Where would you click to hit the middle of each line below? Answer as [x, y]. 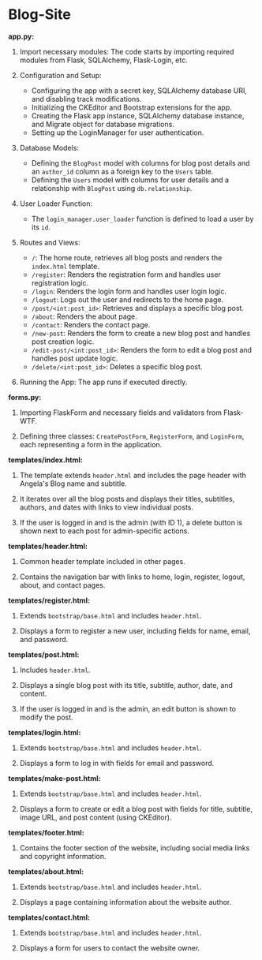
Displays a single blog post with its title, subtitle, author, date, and [126, 685]
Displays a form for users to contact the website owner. [110, 947]
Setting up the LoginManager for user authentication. [118, 133]
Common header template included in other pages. [102, 561]
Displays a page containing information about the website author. [125, 902]
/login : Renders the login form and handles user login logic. [129, 291]
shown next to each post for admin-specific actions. [104, 531]
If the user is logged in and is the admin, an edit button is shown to [128, 708]
